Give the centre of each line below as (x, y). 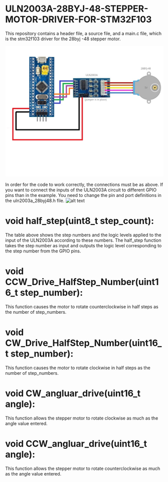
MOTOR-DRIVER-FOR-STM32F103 (78, 19)
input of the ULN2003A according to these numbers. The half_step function (83, 240)
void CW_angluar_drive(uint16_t (73, 394)
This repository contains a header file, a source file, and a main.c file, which (83, 33)
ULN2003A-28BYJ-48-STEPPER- (77, 9)
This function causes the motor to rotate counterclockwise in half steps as (82, 307)
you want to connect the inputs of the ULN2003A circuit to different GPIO (81, 190)
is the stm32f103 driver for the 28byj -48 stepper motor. (63, 39)
